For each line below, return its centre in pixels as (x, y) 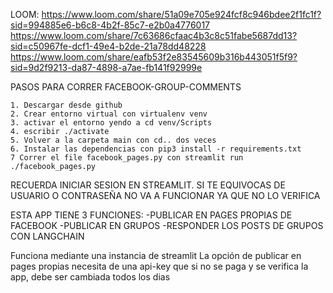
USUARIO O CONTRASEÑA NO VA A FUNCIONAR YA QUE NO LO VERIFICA (165, 195)
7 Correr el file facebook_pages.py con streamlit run (127, 158)
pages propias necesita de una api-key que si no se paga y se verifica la (159, 266)
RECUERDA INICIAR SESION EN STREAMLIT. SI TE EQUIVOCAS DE (148, 185)
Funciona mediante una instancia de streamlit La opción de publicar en (156, 255)
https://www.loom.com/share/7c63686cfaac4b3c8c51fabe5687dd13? (154, 35)
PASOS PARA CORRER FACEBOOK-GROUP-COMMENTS (126, 87)
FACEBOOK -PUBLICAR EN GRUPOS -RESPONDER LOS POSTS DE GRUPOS (167, 225)
